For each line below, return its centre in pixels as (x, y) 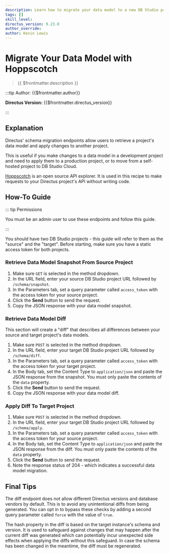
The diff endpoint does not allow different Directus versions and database (82, 499)
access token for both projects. (37, 249)
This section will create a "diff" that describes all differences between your (82, 330)
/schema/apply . (28, 428)
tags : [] (14, 15)
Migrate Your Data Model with (69, 58)
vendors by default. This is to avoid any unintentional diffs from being (77, 504)
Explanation (24, 128)
